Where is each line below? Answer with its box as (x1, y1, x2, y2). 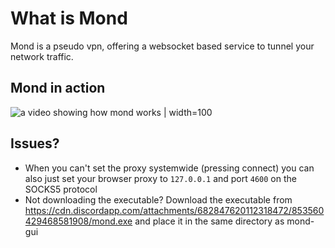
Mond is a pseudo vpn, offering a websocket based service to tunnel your (10, 40, 315, 52)
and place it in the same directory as (134, 215, 285, 227)
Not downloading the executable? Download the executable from (24, 193, 293, 206)
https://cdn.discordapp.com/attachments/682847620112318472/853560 (24, 204, 325, 216)
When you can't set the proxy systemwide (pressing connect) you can (24, 162, 315, 174)
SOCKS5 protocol (24, 183, 98, 195)
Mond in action (10, 80, 106, 97)
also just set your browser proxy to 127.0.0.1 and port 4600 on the (24, 172, 297, 184)
